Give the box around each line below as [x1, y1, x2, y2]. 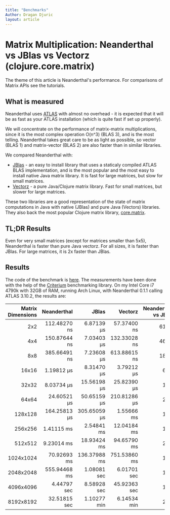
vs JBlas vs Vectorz [5, 49, 90, 61]
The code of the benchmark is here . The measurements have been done [5, 276, 157, 282]
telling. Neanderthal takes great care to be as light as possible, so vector [5, 137, 156, 143]
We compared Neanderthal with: [5, 152, 73, 158]
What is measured [5, 97, 64, 106]
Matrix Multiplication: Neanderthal [5, 39, 154, 50]
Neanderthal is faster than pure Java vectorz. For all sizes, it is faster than [5, 243, 159, 249]
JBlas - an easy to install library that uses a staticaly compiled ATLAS [12, 162, 157, 168]
